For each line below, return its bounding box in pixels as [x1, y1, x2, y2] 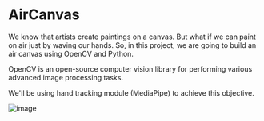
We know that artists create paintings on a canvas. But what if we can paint [8, 32, 256, 41]
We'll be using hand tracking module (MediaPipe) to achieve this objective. [8, 88, 254, 97]
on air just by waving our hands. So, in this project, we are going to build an [8, 40, 257, 49]
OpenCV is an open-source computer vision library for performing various [8, 64, 253, 73]
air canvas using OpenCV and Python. [8, 49, 134, 58]
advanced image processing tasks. [8, 72, 124, 82]
